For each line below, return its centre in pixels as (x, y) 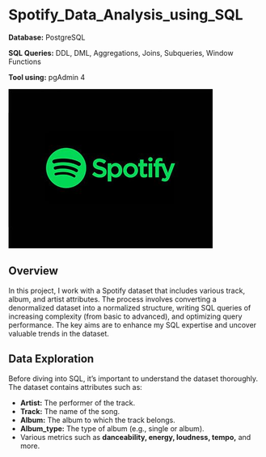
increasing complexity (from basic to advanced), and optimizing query (125, 316)
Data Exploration (51, 359)
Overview (34, 271)
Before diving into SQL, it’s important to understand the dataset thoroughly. (133, 379)
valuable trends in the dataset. (59, 333)
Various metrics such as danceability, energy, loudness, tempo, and (135, 437)
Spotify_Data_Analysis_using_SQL (126, 15)
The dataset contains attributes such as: (76, 387)
